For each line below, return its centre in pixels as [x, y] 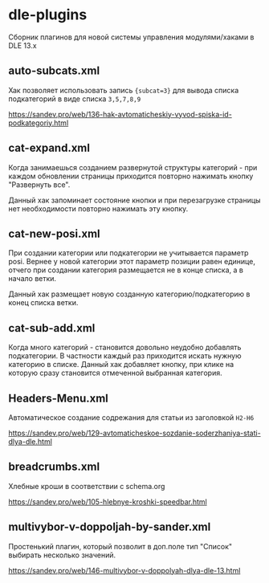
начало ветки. [33, 279]
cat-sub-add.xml [52, 328]
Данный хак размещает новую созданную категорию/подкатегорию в [129, 294]
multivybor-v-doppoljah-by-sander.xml [110, 527]
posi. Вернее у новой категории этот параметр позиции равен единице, [132, 262]
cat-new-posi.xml [54, 233]
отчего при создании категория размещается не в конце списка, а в [126, 270]
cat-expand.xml [49, 148]
